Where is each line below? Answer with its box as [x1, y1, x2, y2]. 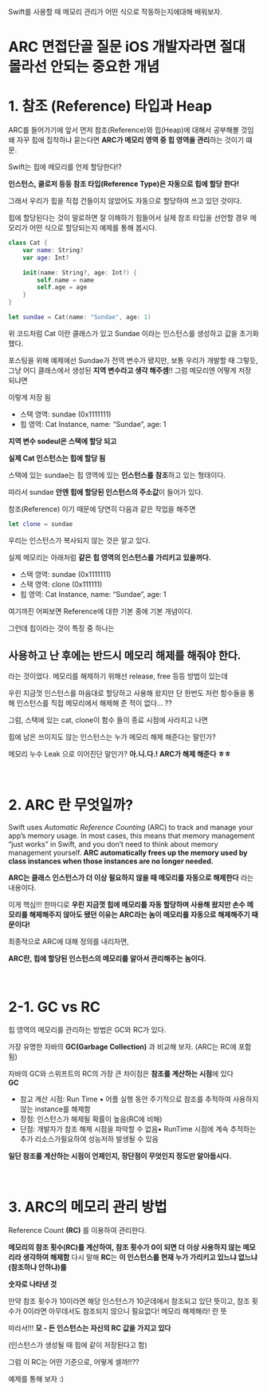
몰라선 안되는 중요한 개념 [8, 58, 160, 76]
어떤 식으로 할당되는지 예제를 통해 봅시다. [29, 223, 158, 233]
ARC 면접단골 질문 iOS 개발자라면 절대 [8, 38, 245, 56]
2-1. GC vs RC [8, 998, 101, 1016]
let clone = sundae [8, 520, 73, 528]
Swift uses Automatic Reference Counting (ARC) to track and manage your [8, 823, 253, 832]
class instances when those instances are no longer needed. [8, 856, 214, 866]
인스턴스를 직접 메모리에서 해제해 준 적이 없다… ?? [16, 698, 173, 708]
